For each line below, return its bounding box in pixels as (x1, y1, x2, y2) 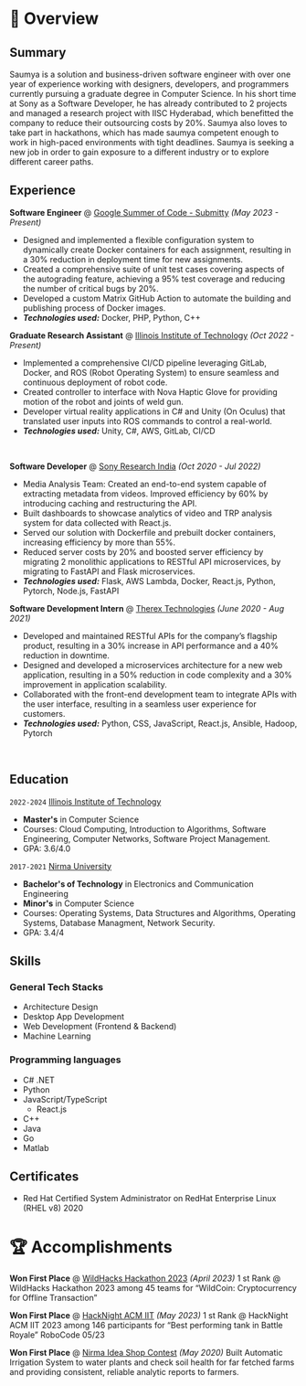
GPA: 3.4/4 (22, 927, 65, 938)
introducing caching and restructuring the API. (22, 497, 198, 508)
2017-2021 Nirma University (9, 860, 112, 871)
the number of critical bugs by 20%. (22, 283, 160, 293)
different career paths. (9, 156, 94, 167)
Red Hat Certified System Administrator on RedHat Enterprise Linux (22, 1193, 277, 1204)
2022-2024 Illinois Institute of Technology (9, 795, 162, 807)
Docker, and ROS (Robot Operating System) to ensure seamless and (22, 367, 280, 378)
